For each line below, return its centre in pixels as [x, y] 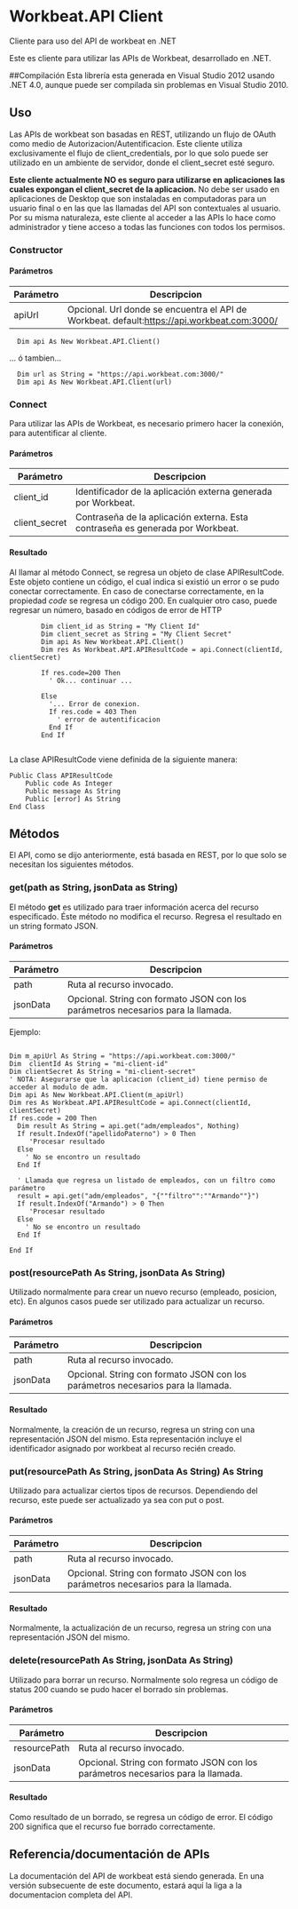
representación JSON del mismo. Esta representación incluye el [125, 1439]
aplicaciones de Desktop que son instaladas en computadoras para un [138, 198]
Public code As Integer [69, 783]
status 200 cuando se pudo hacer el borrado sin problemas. [119, 1689]
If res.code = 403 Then [93, 712]
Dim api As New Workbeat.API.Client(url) [95, 382]
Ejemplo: [25, 1031]
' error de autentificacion [109, 720]
